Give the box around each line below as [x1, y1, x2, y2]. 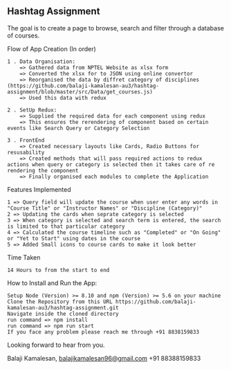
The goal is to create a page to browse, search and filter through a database [7, 24, 225, 32]
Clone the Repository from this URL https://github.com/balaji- [7, 298, 196, 305]
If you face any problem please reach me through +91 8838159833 [7, 328, 199, 335]
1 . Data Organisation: [7, 58, 76, 65]
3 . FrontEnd [7, 136, 45, 144]
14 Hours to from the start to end [7, 267, 110, 273]
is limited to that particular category [7, 223, 126, 230]
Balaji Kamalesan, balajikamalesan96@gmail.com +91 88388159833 [7, 354, 201, 362]
